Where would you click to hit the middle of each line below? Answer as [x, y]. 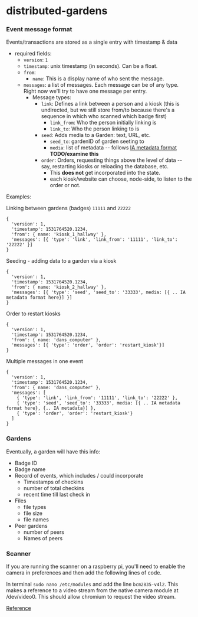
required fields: [33, 54]
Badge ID [26, 463]
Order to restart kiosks [33, 314]
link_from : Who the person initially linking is [103, 123]
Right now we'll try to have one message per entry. [85, 91]
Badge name [30, 469]
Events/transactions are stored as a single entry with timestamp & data [92, 42]
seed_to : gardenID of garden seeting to [97, 141]
